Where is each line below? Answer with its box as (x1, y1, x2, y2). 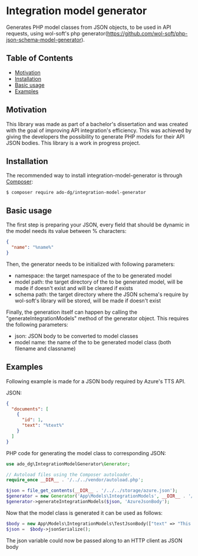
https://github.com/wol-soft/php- (107, 29, 188, 37)
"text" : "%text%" (21, 423, 65, 429)
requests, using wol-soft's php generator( (6, 29, 108, 37)
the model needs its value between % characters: (6, 228, 127, 235)
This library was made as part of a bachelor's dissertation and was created (6, 120, 189, 127)
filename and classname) (14, 345, 76, 352)
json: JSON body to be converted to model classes (14, 332, 138, 340)
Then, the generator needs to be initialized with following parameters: (6, 261, 175, 268)
